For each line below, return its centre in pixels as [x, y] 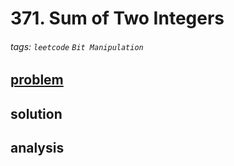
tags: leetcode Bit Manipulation [77, 46]
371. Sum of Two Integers [117, 18]
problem [37, 80]
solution [36, 113]
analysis [37, 148]
